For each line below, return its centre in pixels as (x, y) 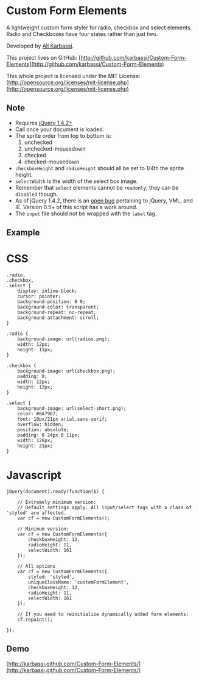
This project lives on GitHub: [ (44, 57)
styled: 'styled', (51, 577)
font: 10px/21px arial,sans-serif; (62, 419)
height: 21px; (35, 446)
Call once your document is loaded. (60, 129)
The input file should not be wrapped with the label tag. (86, 213)
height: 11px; (35, 350)
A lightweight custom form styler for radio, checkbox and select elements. (99, 27)
